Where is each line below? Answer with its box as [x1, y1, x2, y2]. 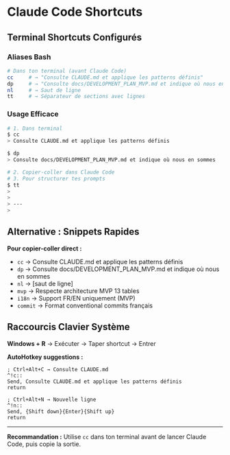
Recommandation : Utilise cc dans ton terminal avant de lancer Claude [7, 432, 207, 441]
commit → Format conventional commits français [16, 301, 153, 310]
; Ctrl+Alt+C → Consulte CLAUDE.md [7, 366, 109, 373]
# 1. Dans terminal [7, 125, 63, 132]
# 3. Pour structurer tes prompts [7, 175, 106, 182]
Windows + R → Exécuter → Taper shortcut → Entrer [7, 339, 156, 347]
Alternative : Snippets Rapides [7, 226, 140, 237]
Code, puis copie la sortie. [7, 440, 81, 448]
